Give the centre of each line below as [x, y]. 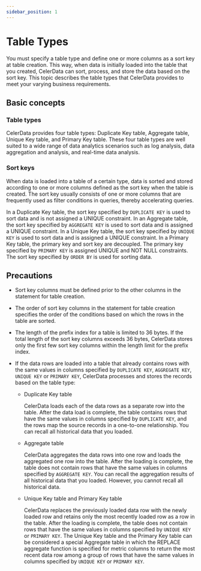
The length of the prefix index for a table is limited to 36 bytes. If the [99, 332]
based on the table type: [45, 382]
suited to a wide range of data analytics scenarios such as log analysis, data [100, 146]
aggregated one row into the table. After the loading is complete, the [108, 461]
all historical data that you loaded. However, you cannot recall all [103, 481]
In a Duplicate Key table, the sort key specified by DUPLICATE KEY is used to [98, 212]
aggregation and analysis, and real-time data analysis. [73, 152]
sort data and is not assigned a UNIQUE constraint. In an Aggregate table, [97, 218]
